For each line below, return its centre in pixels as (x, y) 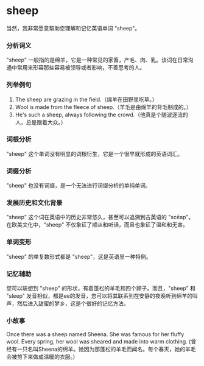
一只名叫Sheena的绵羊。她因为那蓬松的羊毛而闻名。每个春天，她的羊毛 (106, 349)
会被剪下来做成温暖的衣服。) (41, 357)
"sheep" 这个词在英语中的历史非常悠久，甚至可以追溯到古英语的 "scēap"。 (100, 217)
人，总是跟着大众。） (40, 122)
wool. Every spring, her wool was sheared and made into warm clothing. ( (99, 342)
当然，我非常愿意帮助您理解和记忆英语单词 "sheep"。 (73, 28)
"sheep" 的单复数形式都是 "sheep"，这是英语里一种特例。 (79, 256)
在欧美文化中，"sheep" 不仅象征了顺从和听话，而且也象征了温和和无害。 (97, 225)
